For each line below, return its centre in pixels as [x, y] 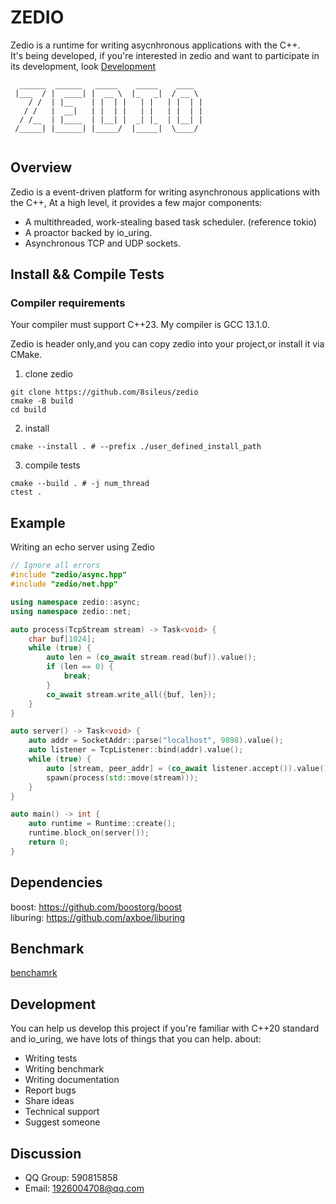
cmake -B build [42, 401]
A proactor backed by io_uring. [88, 232]
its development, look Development [83, 66]
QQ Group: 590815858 [71, 1177]
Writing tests [51, 1058]
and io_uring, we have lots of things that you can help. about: [136, 1039]
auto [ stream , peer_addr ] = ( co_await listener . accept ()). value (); [189, 768]
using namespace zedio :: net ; [71, 611]
